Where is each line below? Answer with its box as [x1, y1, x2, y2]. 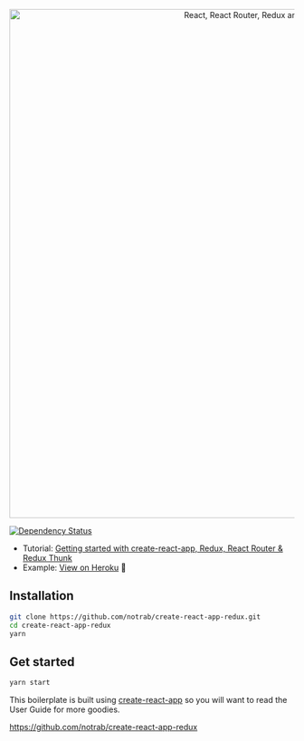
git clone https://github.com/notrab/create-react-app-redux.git [9, 612, 261, 622]
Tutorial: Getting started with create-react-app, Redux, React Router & [22, 543, 283, 554]
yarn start [9, 679, 51, 688]
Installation [9, 588, 74, 603]
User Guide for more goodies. [9, 704, 120, 715]
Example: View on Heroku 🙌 [22, 562, 127, 573]
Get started [9, 654, 75, 670]
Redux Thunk [22, 553, 72, 563]
